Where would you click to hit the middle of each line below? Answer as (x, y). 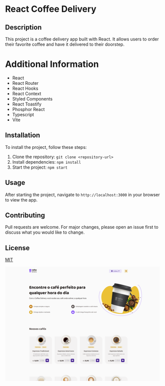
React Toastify (27, 104)
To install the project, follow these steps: (46, 147)
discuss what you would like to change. (45, 232)
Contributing (25, 215)
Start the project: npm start (40, 167)
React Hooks (25, 88)
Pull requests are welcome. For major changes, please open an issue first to (82, 227)
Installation (23, 135)
